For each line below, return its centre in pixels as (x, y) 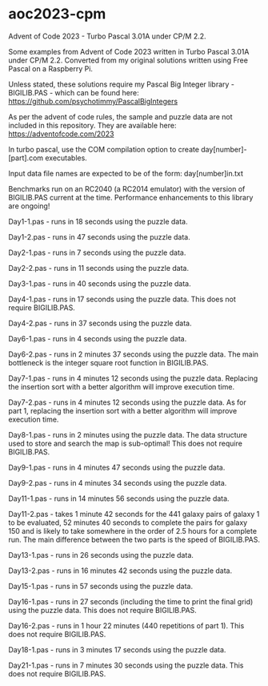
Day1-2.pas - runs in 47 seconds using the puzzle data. (99, 236)
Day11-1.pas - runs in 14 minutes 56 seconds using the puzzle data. (119, 498)
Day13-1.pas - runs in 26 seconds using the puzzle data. (101, 555)
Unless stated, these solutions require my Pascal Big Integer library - (121, 84)
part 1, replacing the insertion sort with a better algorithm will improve (123, 410)
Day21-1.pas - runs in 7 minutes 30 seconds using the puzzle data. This (126, 665)
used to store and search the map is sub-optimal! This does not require (125, 443)
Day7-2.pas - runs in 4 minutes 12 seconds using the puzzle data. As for (127, 402)
